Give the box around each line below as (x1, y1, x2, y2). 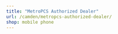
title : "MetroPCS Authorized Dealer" (6, 8, 99, 14)
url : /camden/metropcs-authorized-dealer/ (6, 14, 112, 20)
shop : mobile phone (6, 19, 54, 25)
